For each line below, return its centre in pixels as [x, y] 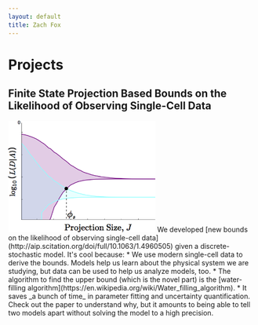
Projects [36, 65]
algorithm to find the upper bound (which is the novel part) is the [113, 279]
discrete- [214, 246]
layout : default [35, 16]
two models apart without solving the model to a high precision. [111, 312]
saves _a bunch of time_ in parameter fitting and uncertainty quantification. [129, 296]
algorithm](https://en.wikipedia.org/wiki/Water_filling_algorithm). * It [137, 287]
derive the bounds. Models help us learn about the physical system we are [129, 262]
